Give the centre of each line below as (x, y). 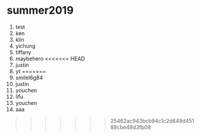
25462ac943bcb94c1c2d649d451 (152, 120)
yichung (25, 46)
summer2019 (40, 10)
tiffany (23, 52)
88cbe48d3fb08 (131, 127)
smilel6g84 (29, 78)
